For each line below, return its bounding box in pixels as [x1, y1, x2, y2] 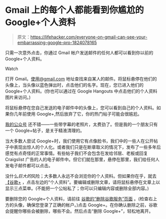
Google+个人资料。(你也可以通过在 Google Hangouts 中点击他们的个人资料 [5, 88, 158, 94]
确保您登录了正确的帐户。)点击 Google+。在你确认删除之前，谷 [26, 202, 153, 208]
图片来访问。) [5, 94, 31, 100]
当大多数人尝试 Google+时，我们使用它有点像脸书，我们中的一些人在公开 [5, 138, 154, 144]
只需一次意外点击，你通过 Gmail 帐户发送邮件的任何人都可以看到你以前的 [5, 50, 154, 56]
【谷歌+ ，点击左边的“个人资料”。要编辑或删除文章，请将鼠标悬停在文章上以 [5, 179, 161, 185]
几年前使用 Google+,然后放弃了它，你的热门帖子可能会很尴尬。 [13, 111, 142, 117]
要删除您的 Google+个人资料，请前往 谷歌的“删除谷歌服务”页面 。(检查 [5, 195, 149, 202]
